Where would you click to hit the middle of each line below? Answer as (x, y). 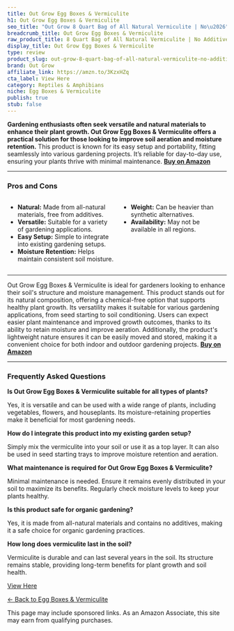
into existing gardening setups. (62, 244)
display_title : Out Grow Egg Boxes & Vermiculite (81, 46)
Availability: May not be (165, 222)
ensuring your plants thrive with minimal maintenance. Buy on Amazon (109, 161)
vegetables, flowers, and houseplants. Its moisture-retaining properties (109, 413)
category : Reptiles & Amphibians (56, 85)
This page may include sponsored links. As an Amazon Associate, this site (114, 613)
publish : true (28, 98)
